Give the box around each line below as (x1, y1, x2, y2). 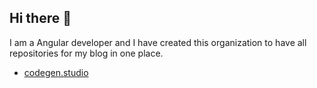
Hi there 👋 (9, 10, 72, 27)
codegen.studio (23, 66, 89, 78)
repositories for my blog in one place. (9, 47, 164, 59)
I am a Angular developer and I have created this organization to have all (9, 36, 307, 48)
